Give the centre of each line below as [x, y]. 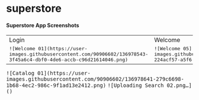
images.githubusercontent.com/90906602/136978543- [79, 54]
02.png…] [179, 86]
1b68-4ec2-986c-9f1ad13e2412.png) [56, 86]
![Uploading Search [136, 86]
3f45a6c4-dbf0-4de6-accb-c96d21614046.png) [69, 60]
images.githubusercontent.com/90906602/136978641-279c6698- [95, 79]
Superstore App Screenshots [43, 25]
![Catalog [20, 73]
